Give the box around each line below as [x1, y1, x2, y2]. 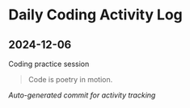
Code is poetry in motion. [27, 75, 113, 84]
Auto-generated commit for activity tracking [8, 90, 156, 100]
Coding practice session [8, 59, 90, 69]
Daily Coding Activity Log [8, 6, 184, 24]
